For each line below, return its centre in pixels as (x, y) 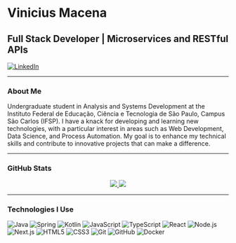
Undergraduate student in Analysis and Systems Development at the (106, 106)
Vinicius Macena (57, 13)
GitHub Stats (29, 168)
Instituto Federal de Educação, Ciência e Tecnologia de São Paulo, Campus (116, 114)
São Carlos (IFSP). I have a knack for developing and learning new (103, 121)
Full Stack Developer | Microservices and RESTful (118, 39)
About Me (25, 91)
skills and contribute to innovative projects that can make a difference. (109, 144)
